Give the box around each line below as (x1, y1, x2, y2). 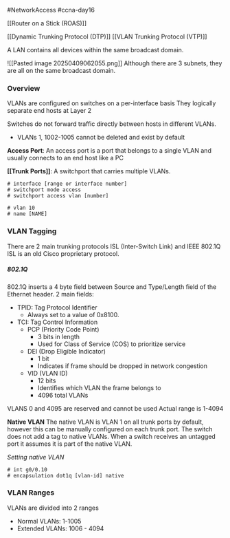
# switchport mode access (7, 186, 81, 193)
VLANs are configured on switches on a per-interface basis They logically (7, 99, 216, 107)
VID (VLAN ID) (27, 369, 68, 377)
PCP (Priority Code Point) (27, 325, 100, 333)
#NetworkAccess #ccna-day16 (7, 6, 95, 14)
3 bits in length (37, 332, 80, 341)
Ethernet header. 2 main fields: (7, 290, 94, 298)
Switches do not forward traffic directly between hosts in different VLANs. (7, 120, 216, 128)
